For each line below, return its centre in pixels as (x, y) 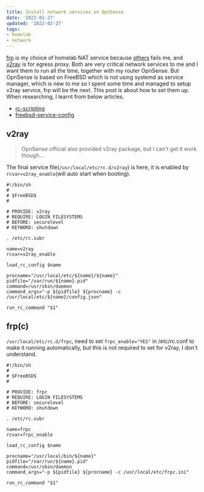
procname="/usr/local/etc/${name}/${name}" (62, 275)
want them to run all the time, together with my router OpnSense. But (93, 71)
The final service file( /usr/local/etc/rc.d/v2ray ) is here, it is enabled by (98, 167)
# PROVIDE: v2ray (28, 211)
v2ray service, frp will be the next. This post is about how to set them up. (98, 90)
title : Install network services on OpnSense (65, 12)
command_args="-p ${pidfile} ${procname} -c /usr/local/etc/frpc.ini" (98, 472)
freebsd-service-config (45, 115)
